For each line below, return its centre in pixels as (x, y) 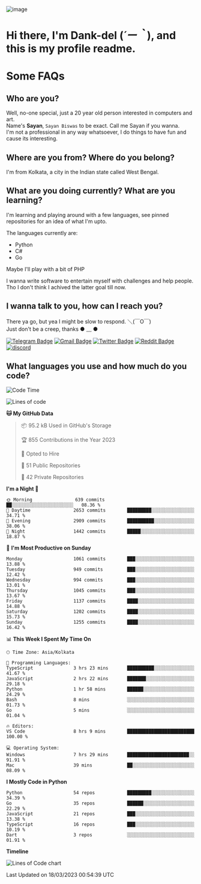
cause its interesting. (32, 139)
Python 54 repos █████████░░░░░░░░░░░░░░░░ (100, 793)
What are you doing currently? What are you (91, 191)
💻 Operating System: (33, 748)
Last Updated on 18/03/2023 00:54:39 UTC (60, 875)
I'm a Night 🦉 (22, 489)
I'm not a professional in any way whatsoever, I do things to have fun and (97, 132)
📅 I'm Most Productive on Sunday (49, 548)
